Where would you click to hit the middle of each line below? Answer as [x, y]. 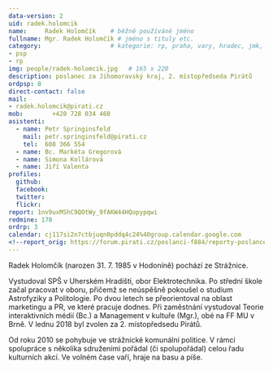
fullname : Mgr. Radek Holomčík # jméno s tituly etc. [102, 39]
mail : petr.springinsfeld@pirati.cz [85, 136]
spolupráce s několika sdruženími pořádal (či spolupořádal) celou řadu [126, 348]
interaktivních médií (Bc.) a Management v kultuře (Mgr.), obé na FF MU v [131, 315]
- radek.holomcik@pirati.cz [56, 106]
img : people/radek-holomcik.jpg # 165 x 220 [89, 69]
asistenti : [27, 122]
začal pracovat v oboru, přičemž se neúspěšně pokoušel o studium [121, 290]
